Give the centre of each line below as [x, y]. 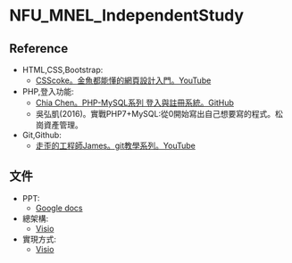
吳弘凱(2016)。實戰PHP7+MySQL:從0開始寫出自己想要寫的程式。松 [159, 114]
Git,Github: [42, 135]
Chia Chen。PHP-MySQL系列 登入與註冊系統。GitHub [135, 103]
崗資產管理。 [59, 125]
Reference [39, 49]
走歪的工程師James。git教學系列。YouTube [116, 145]
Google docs [59, 208]
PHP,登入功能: [48, 91]
